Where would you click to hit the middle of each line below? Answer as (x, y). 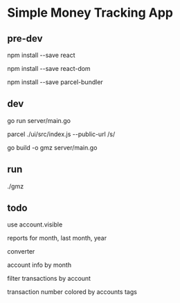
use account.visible (35, 224)
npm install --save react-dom (49, 68)
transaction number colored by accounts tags (72, 292)
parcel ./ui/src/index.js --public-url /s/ (61, 134)
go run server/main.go (39, 120)
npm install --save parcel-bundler (55, 82)
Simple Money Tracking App (90, 13)
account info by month (39, 265)
